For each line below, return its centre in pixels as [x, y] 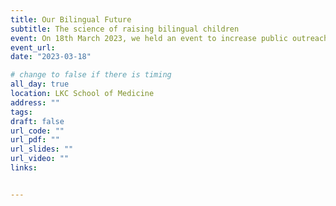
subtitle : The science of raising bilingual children [125, 29]
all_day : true [40, 84]
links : [24, 168]
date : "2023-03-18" [51, 57]
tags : [21, 112]
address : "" [35, 102]
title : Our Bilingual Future [71, 19]
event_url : [33, 47]
